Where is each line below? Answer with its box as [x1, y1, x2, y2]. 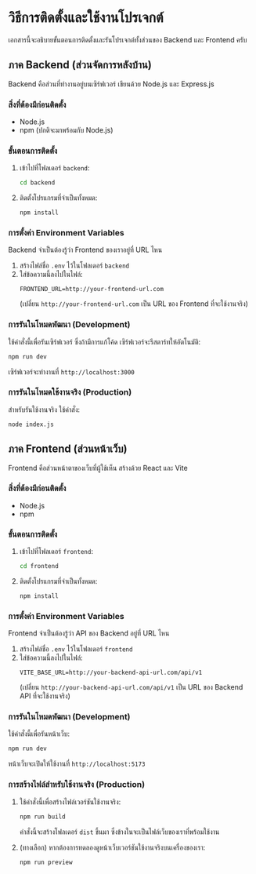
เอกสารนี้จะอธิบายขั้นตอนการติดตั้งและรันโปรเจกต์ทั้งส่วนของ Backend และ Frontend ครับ [8, 35, 247, 44]
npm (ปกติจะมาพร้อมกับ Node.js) [19, 126, 114, 135]
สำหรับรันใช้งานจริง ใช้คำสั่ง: [8, 405, 81, 414]
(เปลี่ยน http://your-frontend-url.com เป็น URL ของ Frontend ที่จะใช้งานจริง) [19, 299, 249, 308]
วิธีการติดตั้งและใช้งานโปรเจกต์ [8, 9, 164, 27]
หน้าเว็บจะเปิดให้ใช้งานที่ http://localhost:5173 [8, 759, 146, 769]
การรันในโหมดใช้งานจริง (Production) [8, 387, 132, 398]
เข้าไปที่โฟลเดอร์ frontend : [19, 547, 94, 556]
